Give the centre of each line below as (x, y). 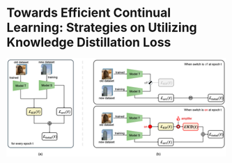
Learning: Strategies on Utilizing (102, 28)
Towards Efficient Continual (89, 13)
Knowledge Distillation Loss (89, 42)
